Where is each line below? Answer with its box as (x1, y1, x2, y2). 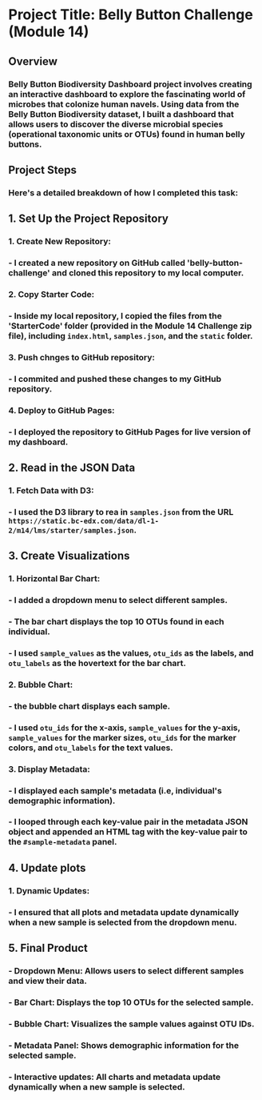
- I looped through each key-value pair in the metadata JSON (8, 817, 248, 828)
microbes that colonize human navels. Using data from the (8, 98, 240, 110)
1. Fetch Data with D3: (8, 484, 94, 496)
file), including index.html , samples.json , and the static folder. (8, 330, 253, 341)
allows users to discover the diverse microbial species (8, 118, 224, 130)
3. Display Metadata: (8, 763, 90, 774)
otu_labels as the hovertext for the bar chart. (8, 657, 186, 668)
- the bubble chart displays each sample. (8, 701, 171, 712)
